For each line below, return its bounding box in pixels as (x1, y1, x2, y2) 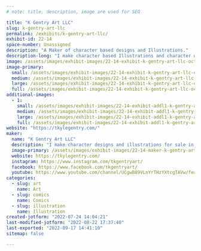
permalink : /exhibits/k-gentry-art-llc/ (6, 30, 109, 36)
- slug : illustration (11, 203, 66, 209)
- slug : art (11, 180, 42, 187)
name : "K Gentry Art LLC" (11, 136, 77, 142)
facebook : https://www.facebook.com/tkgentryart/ (11, 164, 138, 170)
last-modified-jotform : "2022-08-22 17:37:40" (6, 219, 124, 226)
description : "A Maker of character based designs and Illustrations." (6, 47, 188, 54)
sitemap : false (6, 231, 44, 237)
